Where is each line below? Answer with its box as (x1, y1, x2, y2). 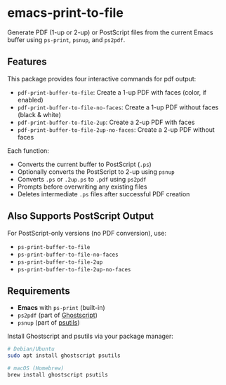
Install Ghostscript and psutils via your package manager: (7, 332, 174, 341)
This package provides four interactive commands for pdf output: (7, 74, 197, 83)
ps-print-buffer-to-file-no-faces (17, 251, 119, 258)
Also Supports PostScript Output (7, 210, 154, 222)
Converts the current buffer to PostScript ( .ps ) (17, 160, 152, 168)
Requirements (7, 285, 70, 297)
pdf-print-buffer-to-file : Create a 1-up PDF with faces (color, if (17, 88, 207, 96)
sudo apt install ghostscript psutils (7, 352, 121, 359)
